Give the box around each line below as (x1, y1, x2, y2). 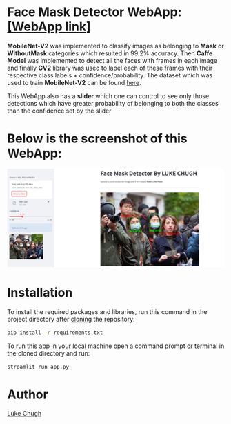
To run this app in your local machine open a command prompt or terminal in (7, 342, 225, 350)
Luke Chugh (7, 409, 42, 418)
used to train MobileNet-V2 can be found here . (7, 78, 141, 86)
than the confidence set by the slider (7, 107, 112, 115)
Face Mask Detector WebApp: (7, 4, 182, 20)
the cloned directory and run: (7, 349, 90, 357)
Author (7, 387, 48, 402)
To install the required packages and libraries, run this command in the (7, 307, 208, 315)
